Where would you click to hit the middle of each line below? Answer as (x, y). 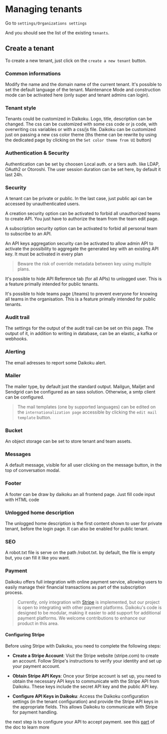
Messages (18, 454)
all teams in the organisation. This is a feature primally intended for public (81, 299)
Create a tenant (30, 48)
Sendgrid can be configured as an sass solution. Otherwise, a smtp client (80, 391)
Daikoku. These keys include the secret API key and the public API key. (85, 686)
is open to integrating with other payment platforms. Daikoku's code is (89, 607)
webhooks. (17, 339)
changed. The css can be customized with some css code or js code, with (81, 124)
